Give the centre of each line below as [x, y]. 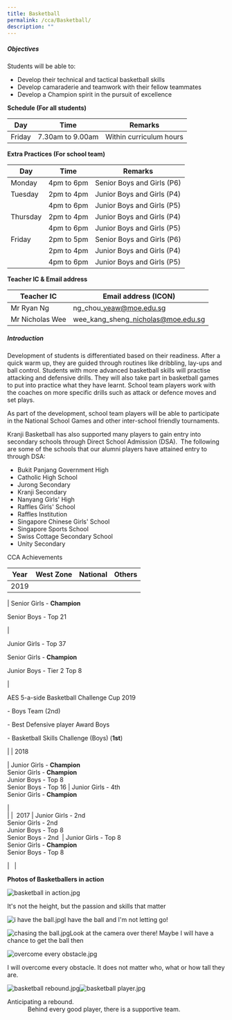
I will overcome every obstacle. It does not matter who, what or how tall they [116, 968]
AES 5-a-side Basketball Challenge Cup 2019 [72, 698]
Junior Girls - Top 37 [37, 644]
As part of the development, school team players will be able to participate [113, 414]
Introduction [25, 338]
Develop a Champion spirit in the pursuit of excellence [94, 95]
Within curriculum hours [144, 137]
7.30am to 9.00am [68, 137]
